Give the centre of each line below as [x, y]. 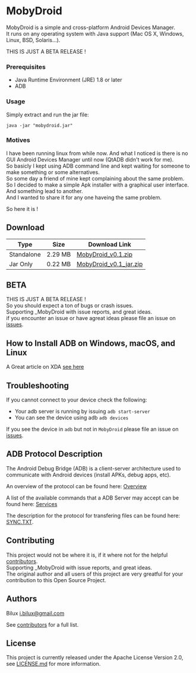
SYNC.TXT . [20, 522]
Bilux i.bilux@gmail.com [35, 613]
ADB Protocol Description [54, 454]
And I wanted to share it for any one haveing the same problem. [84, 197]
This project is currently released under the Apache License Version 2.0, [95, 658]
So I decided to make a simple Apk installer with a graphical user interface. [97, 185]
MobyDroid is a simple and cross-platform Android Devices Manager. [91, 27]
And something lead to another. [45, 191]
